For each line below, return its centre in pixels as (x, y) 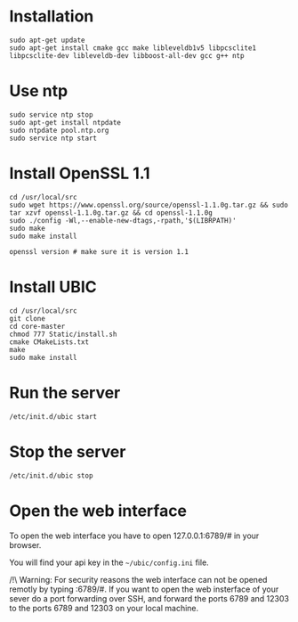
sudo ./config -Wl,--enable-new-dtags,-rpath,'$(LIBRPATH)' (123, 220)
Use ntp (39, 91)
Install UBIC (53, 287)
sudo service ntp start (53, 138)
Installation (52, 16)
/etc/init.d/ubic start (53, 416)
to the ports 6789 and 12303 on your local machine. (104, 608)
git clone (28, 318)
